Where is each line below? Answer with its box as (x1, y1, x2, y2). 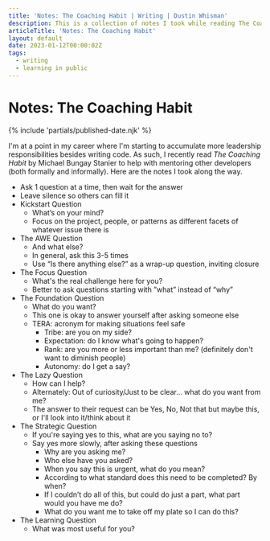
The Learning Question (19, 515, 96, 525)
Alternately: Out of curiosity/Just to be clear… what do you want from (31, 387, 261, 396)
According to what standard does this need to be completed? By (43, 472, 257, 482)
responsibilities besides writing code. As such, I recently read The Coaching (8, 150, 261, 159)
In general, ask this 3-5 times (31, 250, 129, 260)
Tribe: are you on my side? (43, 327, 133, 337)
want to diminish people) (43, 353, 126, 363)
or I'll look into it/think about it (31, 412, 131, 422)
